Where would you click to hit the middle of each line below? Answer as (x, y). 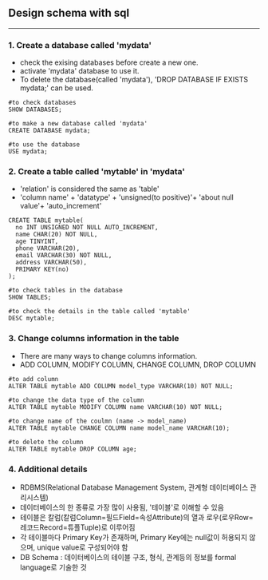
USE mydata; (28, 152)
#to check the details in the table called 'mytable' (100, 312)
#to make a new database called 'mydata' (78, 124)
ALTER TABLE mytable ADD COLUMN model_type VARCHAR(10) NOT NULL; (121, 386)
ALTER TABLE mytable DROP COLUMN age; (73, 449)
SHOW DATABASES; (35, 110)
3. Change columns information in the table (94, 339)
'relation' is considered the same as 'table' (89, 189)
